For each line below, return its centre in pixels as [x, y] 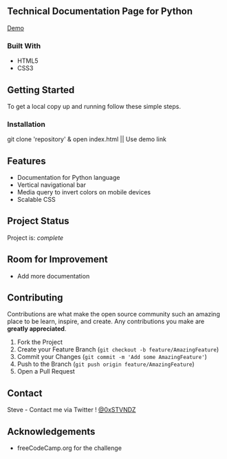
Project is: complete [35, 238]
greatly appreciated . [37, 329]
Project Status [39, 221]
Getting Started [41, 90]
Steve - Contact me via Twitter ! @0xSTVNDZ [72, 410]
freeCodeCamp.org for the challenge [69, 448]
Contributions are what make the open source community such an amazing [113, 314]
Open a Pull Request [46, 371]
